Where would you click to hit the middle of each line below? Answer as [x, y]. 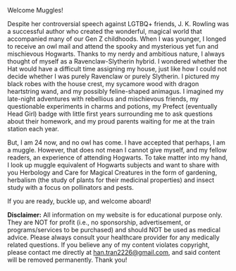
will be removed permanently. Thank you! [67, 260]
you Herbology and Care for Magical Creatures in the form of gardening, [112, 173]
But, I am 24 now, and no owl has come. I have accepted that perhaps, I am [116, 143]
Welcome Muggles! [35, 10]
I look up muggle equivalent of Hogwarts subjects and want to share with [113, 165]
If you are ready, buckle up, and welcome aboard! [79, 201]
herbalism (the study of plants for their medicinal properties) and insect [111, 180]
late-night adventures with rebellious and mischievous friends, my [103, 99]
